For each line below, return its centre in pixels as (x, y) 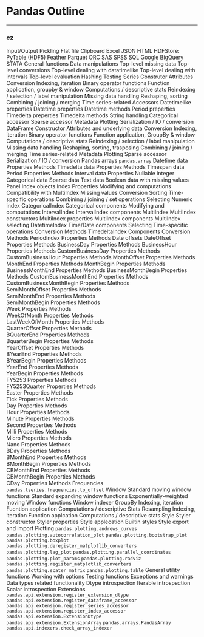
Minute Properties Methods (40, 419)
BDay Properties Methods (39, 451)
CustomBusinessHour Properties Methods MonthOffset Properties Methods (101, 257)
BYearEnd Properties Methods (44, 354)
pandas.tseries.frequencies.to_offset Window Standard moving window (99, 489)
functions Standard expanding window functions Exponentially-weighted (97, 496)
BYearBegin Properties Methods (46, 361)
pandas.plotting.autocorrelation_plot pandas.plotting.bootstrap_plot (97, 536)
